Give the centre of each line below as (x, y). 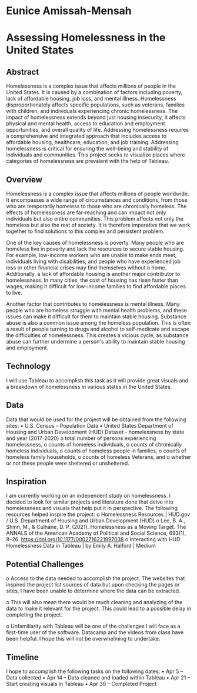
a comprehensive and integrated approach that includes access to (86, 136)
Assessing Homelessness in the (86, 38)
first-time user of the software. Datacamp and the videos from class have (95, 632)
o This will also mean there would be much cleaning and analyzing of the (94, 602)
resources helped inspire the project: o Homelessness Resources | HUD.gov (98, 514)
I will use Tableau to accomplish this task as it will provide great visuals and (97, 380)
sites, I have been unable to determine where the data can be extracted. (93, 591)
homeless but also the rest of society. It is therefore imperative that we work (98, 225)
